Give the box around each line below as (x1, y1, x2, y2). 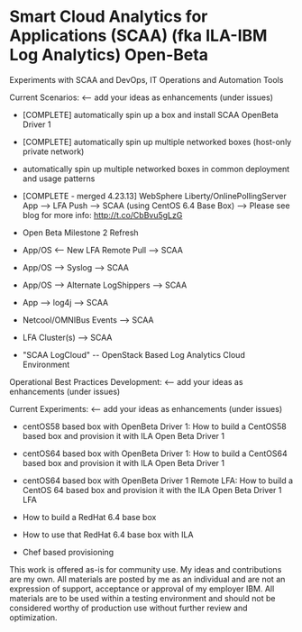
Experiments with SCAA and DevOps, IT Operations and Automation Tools (9, 74, 284, 85)
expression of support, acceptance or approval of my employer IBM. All (9, 583, 275, 594)
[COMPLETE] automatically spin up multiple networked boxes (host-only (22, 136, 292, 147)
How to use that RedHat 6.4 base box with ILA (22, 529, 194, 540)
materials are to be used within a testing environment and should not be (9, 592, 276, 603)
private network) (22, 146, 85, 157)
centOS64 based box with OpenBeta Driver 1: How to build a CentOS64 (22, 448, 288, 459)
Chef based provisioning (22, 546, 114, 557)
